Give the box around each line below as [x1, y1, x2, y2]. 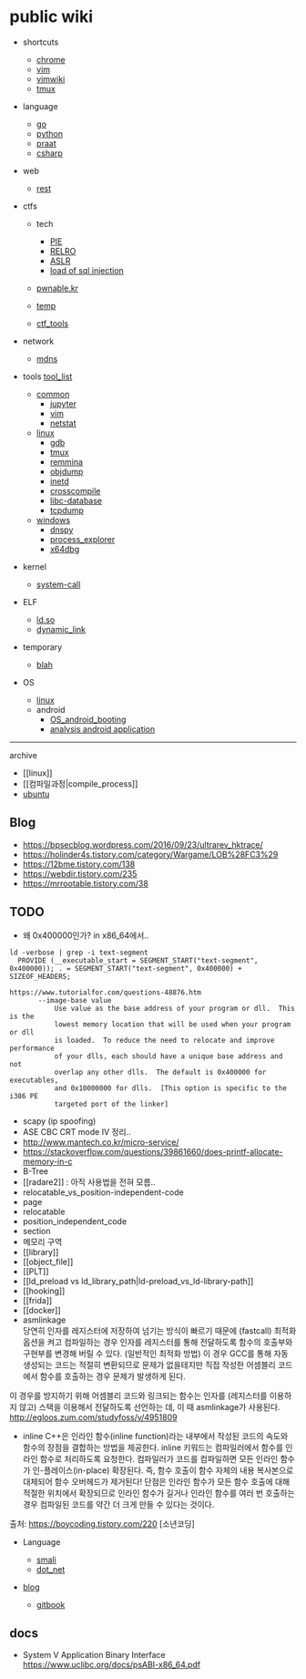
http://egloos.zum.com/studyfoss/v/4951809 [9, 1411, 178, 1423]
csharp [36, 148, 64, 159]
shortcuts [22, 36, 59, 47]
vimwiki [36, 73, 66, 84]
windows [36, 514, 71, 525]
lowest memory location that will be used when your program [54, 1019, 291, 1029]
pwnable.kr [36, 283, 79, 294]
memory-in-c [22, 1156, 73, 1167]
